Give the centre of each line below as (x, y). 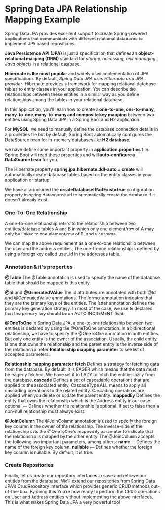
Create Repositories (30, 465)
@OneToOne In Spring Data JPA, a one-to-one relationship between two (79, 323)
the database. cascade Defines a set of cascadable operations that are (77, 380)
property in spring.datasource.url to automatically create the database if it (80, 195)
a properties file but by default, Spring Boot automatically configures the (78, 134)
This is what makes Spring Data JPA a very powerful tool (63, 502)
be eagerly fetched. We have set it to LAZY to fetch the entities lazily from (80, 374)
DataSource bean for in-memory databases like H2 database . (68, 140)
